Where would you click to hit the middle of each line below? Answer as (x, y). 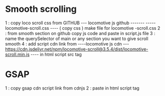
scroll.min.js (17, 54)
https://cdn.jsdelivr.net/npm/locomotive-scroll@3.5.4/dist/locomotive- (77, 49)
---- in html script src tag (56, 54)
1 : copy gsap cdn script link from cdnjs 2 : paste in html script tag (72, 88)
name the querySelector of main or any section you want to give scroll (77, 39)
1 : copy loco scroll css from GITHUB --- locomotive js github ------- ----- (81, 23)
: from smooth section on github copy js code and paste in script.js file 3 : (80, 33)
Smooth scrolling (41, 9)
